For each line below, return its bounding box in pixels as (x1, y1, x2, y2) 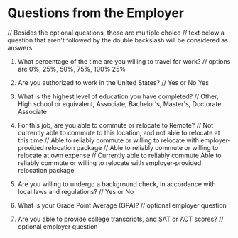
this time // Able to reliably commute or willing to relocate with (17, 136, 200, 144)
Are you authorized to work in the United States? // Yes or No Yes (17, 78, 210, 86)
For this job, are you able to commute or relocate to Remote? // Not (17, 120, 214, 129)
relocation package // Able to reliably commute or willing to (45, 143, 219, 152)
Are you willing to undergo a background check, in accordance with (17, 179, 216, 188)
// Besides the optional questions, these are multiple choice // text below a (7, 28, 225, 37)
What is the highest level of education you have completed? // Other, (17, 92, 219, 101)
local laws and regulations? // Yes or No (17, 187, 134, 195)
